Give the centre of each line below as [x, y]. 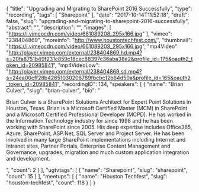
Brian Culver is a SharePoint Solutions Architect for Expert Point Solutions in [99, 102]
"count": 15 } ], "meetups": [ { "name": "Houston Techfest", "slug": [87, 176]
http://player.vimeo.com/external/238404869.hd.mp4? [76, 52]
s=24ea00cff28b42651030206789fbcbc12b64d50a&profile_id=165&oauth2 [99, 78]
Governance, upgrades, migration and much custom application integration [98, 152]
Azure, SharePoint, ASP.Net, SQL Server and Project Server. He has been [95, 133]
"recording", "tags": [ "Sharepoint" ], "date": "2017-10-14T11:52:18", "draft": [98, 15]
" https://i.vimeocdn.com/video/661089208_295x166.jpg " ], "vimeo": [89, 34]
